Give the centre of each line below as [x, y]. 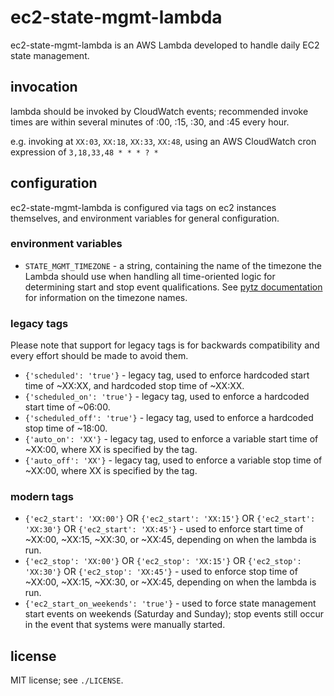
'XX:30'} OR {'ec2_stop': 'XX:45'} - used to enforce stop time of [161, 572]
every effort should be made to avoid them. [99, 356]
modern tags [42, 497]
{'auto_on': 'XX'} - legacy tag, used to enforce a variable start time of [171, 439]
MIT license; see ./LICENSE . [67, 680]
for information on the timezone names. [106, 297]
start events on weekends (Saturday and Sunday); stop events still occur [174, 614]
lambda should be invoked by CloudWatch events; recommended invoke [159, 111]
